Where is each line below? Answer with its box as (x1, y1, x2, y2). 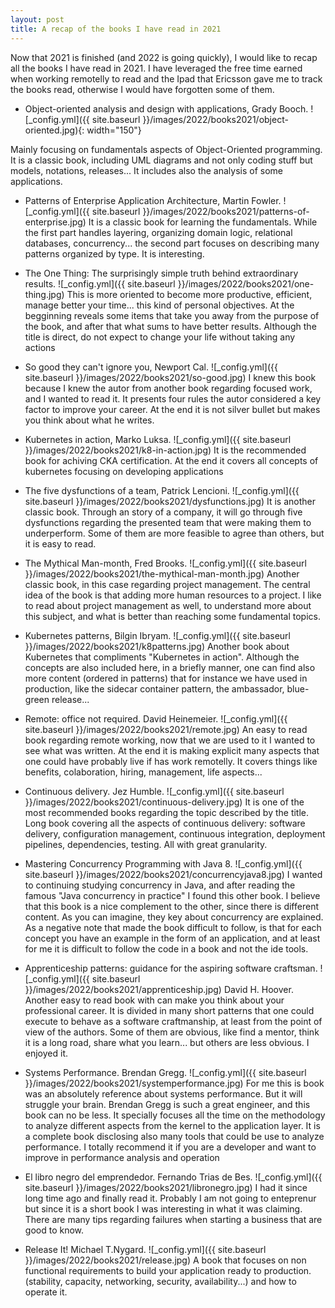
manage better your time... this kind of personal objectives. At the (24, 299, 295, 311)
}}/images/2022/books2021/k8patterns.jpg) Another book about (24, 640, 290, 652)
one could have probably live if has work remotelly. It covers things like (24, 755, 318, 767)
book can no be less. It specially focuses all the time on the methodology (24, 1109, 326, 1121)
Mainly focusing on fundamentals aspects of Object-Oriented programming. (10, 143, 323, 155)
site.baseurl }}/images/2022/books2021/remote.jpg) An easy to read (24, 723, 308, 735)
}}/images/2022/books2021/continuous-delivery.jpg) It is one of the (24, 796, 305, 808)
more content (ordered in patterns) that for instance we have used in (24, 672, 308, 684)
